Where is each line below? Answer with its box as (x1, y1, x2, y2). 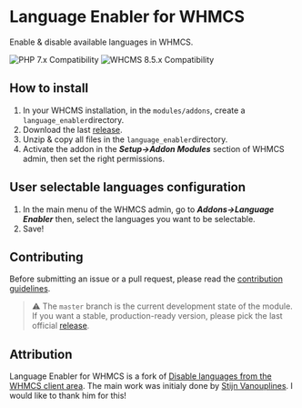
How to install (9, 80, 89, 97)
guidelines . (9, 283, 51, 294)
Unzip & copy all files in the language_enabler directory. (22, 134, 228, 145)
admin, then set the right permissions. (22, 153, 166, 164)
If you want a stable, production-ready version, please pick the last (31, 311, 284, 321)
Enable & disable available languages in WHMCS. (9, 36, 194, 47)
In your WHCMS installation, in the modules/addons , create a (22, 105, 246, 116)
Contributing (9, 249, 84, 265)
